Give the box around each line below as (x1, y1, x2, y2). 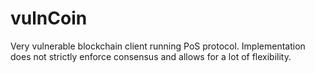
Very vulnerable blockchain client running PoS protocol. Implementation (10, 40, 306, 52)
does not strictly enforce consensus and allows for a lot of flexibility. (10, 50, 292, 62)
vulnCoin (10, 7, 88, 30)
